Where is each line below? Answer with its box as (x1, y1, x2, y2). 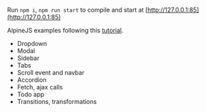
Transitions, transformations (16, 98, 98, 105)
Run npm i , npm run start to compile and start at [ (7, 6, 148, 14)
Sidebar (16, 54, 40, 62)
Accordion (16, 76, 47, 84)
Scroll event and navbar (16, 68, 84, 76)
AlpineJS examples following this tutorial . (7, 27, 124, 34)
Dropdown (16, 40, 47, 47)
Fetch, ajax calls (16, 83, 63, 91)
